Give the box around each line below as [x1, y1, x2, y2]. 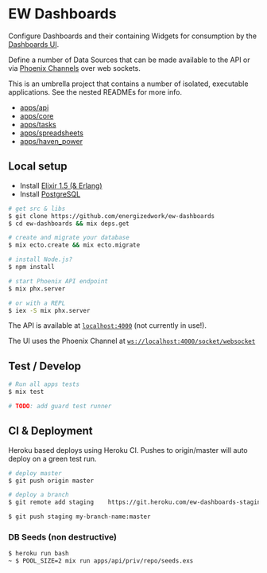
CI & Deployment [8, 424, 93, 438]
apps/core [19, 111, 54, 120]
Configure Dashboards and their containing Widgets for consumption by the [8, 31, 257, 41]
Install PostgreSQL [19, 189, 81, 199]
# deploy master [8, 469, 62, 477]
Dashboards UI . [8, 39, 60, 49]
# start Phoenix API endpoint [8, 277, 109, 285]
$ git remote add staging [8, 498, 94, 506]
